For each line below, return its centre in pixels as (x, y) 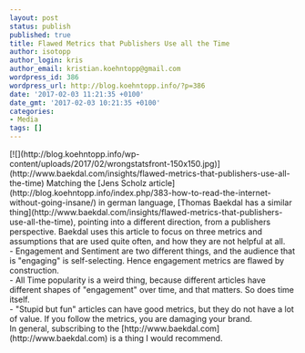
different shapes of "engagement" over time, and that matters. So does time (152, 290)
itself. (20, 299)
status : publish (40, 26)
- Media (24, 119)
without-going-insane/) (53, 202)
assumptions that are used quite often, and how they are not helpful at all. (147, 241)
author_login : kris (46, 60)
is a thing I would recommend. (166, 338)
